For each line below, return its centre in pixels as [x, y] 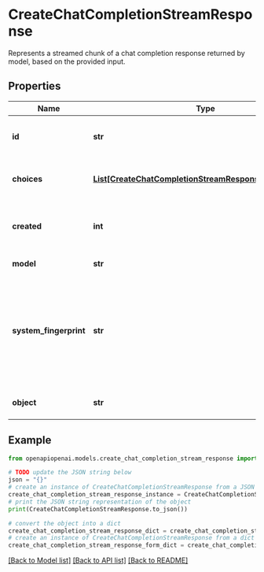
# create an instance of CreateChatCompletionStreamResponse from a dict [132, 538]
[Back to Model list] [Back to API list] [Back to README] [98, 560]
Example [30, 440]
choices [27, 179]
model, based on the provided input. [67, 61]
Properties [35, 86]
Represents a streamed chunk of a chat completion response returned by [126, 53]
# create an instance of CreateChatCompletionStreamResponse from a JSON [132, 487]
